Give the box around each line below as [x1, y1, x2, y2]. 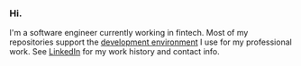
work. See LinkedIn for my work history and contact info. [9, 46, 220, 57]
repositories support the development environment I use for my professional [9, 37, 293, 47]
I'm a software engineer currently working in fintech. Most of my [9, 28, 249, 38]
